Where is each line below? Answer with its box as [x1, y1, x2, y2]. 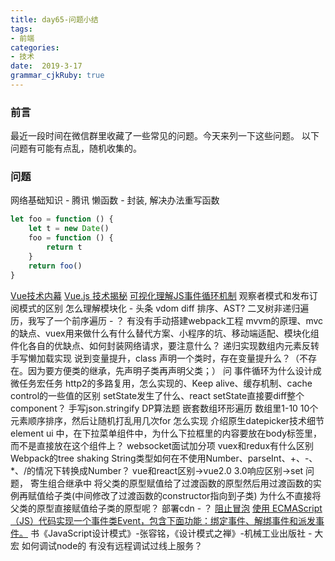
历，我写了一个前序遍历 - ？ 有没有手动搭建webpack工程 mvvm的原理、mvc [10, 314, 324, 326]
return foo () [28, 261, 83, 271]
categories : [10, 42, 60, 53]
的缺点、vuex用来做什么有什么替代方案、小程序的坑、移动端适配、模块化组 [10, 327, 320, 339]
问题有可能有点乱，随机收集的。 [10, 142, 142, 155]
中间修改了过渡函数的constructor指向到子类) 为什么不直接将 [74, 489, 322, 501]
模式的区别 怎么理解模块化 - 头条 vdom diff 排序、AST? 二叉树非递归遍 [18, 302, 310, 314]
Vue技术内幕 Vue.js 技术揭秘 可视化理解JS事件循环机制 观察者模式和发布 [10, 289, 310, 301]
